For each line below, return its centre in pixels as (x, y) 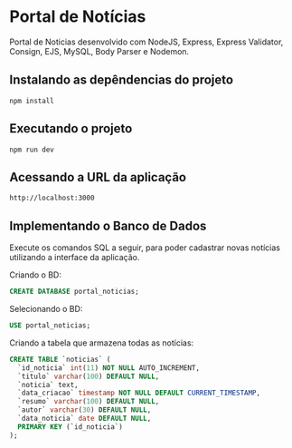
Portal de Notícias (78, 17)
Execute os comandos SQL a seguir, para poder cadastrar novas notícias (145, 248)
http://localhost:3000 (52, 198)
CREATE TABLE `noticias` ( (60, 359)
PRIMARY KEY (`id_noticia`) (71, 427)
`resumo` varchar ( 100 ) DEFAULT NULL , (89, 402)
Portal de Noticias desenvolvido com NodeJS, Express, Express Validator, (146, 42)
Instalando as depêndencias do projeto (121, 80)
